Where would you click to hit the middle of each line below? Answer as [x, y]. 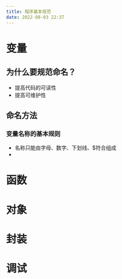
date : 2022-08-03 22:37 [35, 17]
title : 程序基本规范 [29, 12]
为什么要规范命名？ [41, 72]
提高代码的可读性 [35, 87]
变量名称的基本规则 [33, 134]
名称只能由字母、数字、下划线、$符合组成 [65, 148]
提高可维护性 [30, 95]
